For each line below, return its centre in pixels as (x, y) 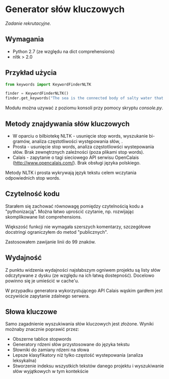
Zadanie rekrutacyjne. (28, 23)
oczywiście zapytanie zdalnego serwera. (47, 296)
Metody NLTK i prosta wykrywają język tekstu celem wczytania (71, 173)
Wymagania (25, 39)
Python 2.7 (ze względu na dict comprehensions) (64, 51)
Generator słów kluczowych (65, 9)
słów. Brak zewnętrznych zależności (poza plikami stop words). (78, 152)
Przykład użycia (31, 73)
